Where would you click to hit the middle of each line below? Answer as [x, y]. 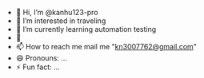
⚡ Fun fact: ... [38, 67]
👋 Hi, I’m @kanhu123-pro [57, 12]
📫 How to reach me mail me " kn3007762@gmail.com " [106, 47]
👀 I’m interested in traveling [61, 21]
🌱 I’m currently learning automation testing [86, 29]
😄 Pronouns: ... [42, 58]
